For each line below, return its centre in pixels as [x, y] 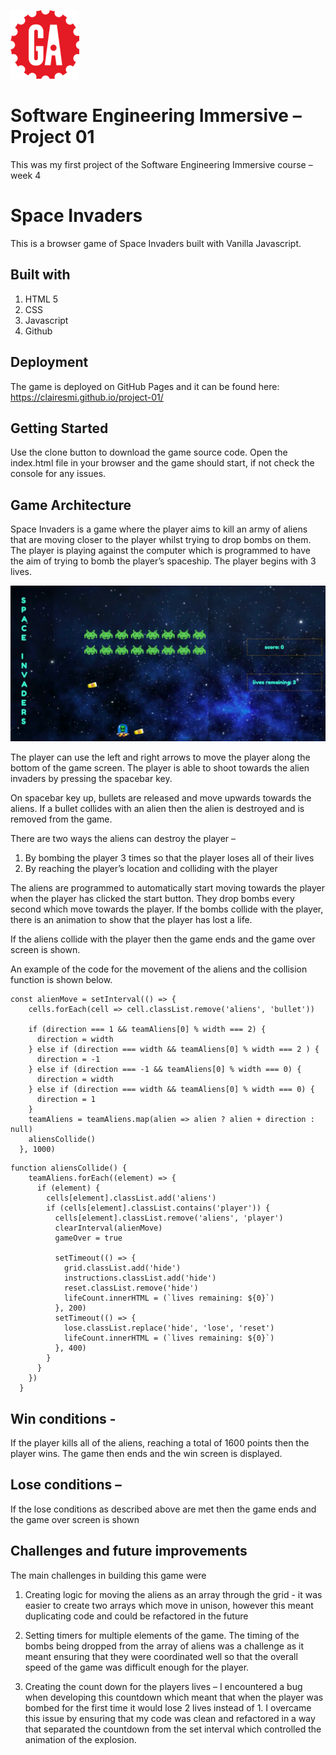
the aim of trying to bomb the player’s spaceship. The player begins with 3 [163, 561]
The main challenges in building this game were [108, 1575]
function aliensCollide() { [69, 1168]
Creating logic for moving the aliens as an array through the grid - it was [173, 1594]
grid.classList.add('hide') [122, 1268]
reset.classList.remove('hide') [131, 1288]
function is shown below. [61, 980]
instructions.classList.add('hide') [140, 1278]
